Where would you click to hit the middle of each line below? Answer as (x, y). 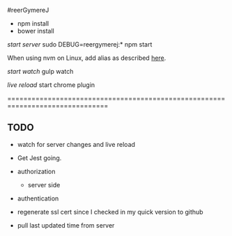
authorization (36, 171)
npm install (33, 23)
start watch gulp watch (40, 71)
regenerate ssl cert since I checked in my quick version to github (110, 212)
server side (44, 184)
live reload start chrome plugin (51, 85)
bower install (36, 31)
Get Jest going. (39, 158)
